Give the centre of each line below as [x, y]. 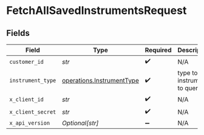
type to [188, 73]
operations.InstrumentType [100, 81]
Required [158, 50]
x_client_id [27, 99]
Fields [18, 33]
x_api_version [30, 123]
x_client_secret [33, 112]
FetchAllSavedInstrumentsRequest [97, 11]
